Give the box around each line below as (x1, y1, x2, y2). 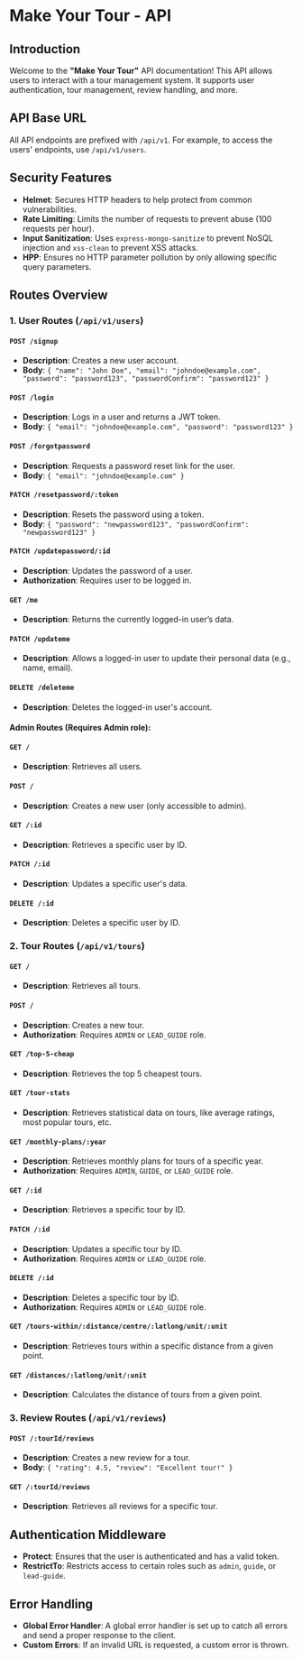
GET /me (9, 595, 39, 604)
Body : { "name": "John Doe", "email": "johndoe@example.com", (22, 364, 261, 375)
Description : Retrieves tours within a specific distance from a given (22, 1341, 273, 1351)
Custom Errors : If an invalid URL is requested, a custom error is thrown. (22, 1639, 289, 1651)
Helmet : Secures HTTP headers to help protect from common (22, 194, 252, 205)
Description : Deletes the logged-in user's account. (22, 701, 213, 713)
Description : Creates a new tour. (22, 1019, 145, 1030)
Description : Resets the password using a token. (22, 509, 205, 520)
